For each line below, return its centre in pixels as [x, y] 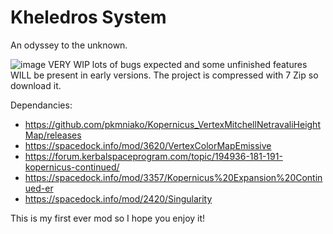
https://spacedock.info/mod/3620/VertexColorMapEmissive [148, 145]
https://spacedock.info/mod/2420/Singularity [118, 198]
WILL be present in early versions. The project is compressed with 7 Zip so [164, 75]
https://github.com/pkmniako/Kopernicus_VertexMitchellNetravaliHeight [172, 124]
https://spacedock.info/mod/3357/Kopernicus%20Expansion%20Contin [173, 177]
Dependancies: [41, 105]
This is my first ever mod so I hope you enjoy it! [108, 218]
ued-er [39, 188]
